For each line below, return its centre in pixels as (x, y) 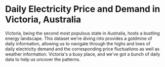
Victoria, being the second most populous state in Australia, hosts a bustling (82, 33)
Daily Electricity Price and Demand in (83, 9)
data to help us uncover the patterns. (43, 59)
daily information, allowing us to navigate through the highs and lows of (78, 43)
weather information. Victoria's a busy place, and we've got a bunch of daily (83, 54)
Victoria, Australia (43, 19)
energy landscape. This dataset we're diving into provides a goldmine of (79, 38)
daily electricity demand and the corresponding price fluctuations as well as (82, 49)
